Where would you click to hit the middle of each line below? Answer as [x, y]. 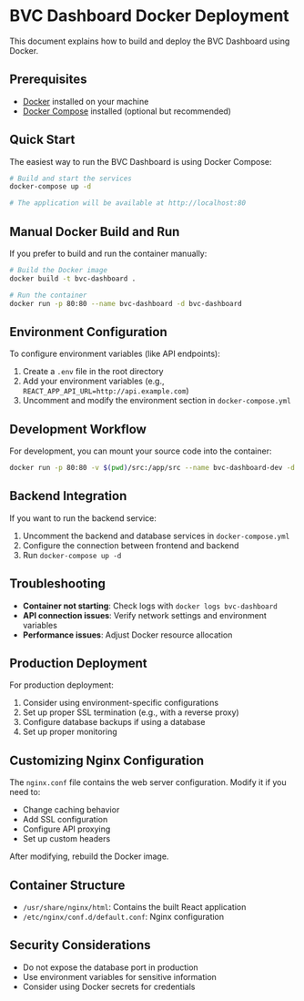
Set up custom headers [66, 839]
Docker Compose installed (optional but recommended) [127, 111]
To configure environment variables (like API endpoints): [115, 354]
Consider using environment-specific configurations [121, 703]
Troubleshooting [58, 584]
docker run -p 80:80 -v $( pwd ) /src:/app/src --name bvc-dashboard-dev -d [152, 468]
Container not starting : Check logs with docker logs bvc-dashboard [150, 606]
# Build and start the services [71, 179]
